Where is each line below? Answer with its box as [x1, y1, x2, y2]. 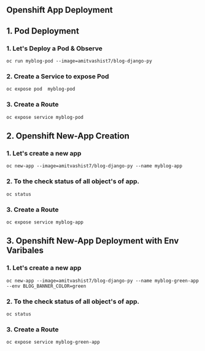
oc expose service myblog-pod [6, 114, 84, 120]
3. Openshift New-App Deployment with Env [6, 236, 179, 246]
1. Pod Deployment [6, 26, 80, 36]
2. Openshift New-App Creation [6, 131, 130, 142]
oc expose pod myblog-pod [6, 86, 75, 92]
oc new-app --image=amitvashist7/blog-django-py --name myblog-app [6, 163, 183, 169]
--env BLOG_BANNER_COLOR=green [6, 283, 87, 289]
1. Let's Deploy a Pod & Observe [6, 44, 103, 53]
